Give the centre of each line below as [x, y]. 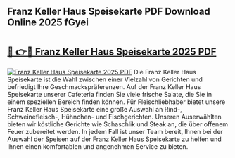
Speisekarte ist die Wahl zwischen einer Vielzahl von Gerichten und [105, 79]
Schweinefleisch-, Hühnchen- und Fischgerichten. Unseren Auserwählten [114, 117]
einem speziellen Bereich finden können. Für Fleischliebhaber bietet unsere [116, 102]
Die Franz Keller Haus [165, 72]
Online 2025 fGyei [48, 23]
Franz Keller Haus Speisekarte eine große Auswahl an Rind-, [95, 109]
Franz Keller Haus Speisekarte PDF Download [109, 12]
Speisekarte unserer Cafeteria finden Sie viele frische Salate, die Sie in [110, 94]
